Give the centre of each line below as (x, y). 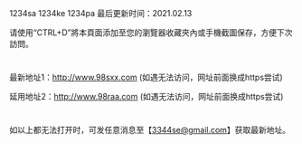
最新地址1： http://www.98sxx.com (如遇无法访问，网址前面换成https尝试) (146, 77)
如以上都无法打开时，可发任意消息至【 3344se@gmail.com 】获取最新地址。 (150, 130)
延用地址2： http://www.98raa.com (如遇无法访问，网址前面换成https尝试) (146, 97)
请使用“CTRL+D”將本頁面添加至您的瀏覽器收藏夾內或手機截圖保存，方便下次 (151, 33)
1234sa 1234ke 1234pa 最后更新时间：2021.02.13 (101, 13)
